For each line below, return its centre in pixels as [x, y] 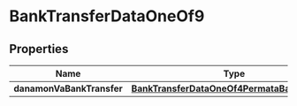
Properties [39, 49]
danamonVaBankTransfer [69, 88]
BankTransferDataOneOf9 [107, 16]
